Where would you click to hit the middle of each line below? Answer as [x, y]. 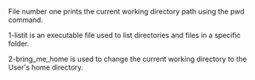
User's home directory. [46, 67]
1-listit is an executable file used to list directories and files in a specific [124, 35]
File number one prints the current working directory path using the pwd [126, 11]
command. [26, 20]
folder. [19, 44]
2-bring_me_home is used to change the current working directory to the [128, 59]
